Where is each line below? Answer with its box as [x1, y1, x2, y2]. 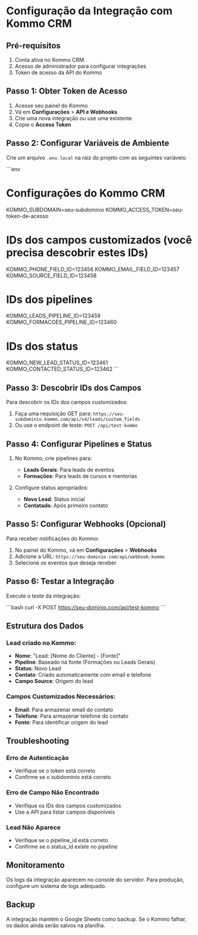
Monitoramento [6, 860, 65, 870]
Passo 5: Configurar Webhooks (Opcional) [6, 519, 166, 529]
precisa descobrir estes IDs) [6, 246, 149, 259]
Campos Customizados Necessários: [6, 692, 116, 701]
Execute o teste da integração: [6, 592, 81, 599]
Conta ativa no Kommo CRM [14, 57, 84, 63]
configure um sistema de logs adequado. [6, 882, 107, 889]
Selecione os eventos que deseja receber [14, 559, 117, 566]
